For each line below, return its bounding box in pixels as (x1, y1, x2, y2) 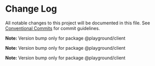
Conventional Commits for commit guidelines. (5, 25, 100, 31)
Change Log (5, 3, 57, 15)
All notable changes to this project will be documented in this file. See (5, 20, 150, 26)
